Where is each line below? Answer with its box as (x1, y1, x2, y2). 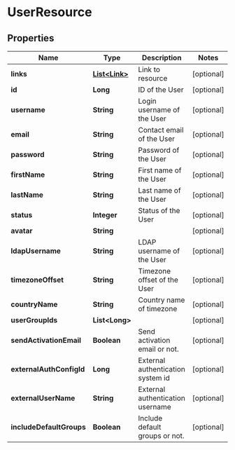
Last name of (138, 186, 181, 195)
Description (141, 53, 182, 62)
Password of (138, 145, 180, 155)
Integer (92, 210, 117, 219)
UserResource (7, 4, 92, 20)
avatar (10, 226, 33, 236)
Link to (138, 64, 161, 74)
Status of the (138, 206, 180, 215)
